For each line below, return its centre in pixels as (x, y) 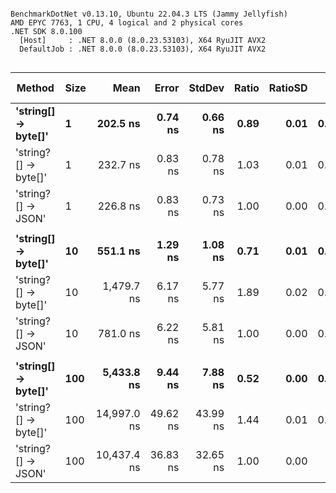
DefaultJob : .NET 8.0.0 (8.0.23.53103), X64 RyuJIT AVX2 (143, 49)
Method (35, 88)
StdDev (206, 88)
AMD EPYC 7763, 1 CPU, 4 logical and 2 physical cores (127, 23)
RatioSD (288, 88)
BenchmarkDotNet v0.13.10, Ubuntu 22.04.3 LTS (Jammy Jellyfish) (149, 14)
